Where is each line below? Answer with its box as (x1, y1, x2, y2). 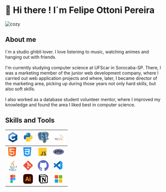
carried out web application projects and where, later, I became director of (5, 75, 158, 81)
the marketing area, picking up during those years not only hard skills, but (5, 80, 156, 86)
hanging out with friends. (5, 54, 57, 60)
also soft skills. (5, 86, 36, 92)
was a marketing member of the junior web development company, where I (5, 70, 159, 76)
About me (5, 35, 36, 44)
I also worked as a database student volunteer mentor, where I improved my (5, 96, 161, 102)
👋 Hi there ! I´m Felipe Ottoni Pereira (5, 4, 155, 16)
